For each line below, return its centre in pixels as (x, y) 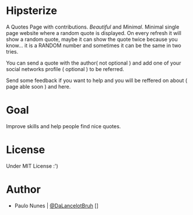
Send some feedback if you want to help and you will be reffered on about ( (97, 80)
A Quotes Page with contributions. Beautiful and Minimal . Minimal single (93, 27)
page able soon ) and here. (38, 86)
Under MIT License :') (32, 166)
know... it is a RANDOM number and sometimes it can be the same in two (94, 45)
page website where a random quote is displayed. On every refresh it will (94, 33)
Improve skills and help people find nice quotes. (64, 126)
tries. (12, 51)
